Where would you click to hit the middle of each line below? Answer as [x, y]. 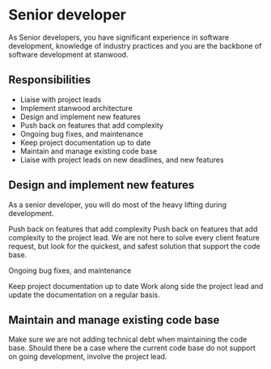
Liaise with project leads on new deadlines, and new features [122, 159]
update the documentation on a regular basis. [84, 295]
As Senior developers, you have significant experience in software [119, 37]
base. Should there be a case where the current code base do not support [132, 348]
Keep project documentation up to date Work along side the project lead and [136, 286]
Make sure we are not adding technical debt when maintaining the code [128, 339]
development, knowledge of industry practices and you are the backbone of [135, 45]
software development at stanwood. [68, 54]
